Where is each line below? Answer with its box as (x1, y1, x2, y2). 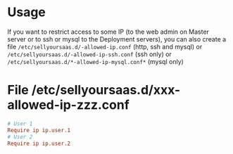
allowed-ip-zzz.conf (7, 97, 130, 113)
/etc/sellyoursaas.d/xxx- (31, 82, 181, 98)
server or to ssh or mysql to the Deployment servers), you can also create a (7, 34, 227, 43)
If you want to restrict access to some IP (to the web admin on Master (7, 27, 210, 36)
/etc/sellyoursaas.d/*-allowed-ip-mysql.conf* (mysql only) (7, 57, 184, 65)
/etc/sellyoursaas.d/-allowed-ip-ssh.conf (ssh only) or (7, 50, 172, 58)
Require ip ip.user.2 (7, 140, 71, 147)
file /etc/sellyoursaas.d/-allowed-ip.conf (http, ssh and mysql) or (7, 42, 203, 51)
